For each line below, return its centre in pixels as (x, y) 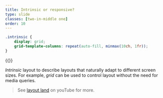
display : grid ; (30, 42)
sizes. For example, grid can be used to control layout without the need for (82, 75)
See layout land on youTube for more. (56, 90)
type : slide (17, 14)
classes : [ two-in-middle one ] (37, 19)
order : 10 (15, 24)
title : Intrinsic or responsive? (40, 10)
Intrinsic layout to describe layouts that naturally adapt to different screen (81, 70)
